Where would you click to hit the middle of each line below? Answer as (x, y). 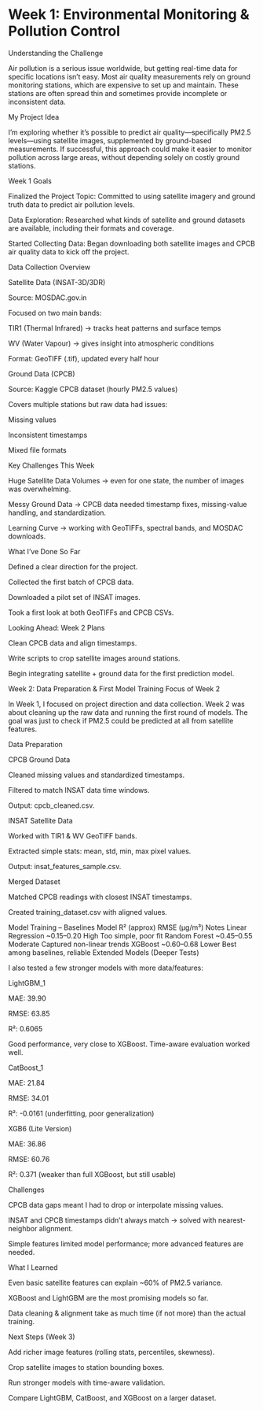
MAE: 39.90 (27, 998)
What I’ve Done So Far (44, 551)
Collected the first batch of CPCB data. (71, 582)
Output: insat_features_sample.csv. (65, 866)
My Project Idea (34, 117)
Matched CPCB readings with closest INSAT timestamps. (100, 897)
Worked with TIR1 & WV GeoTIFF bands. (73, 835)
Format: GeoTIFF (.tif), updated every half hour (84, 358)
